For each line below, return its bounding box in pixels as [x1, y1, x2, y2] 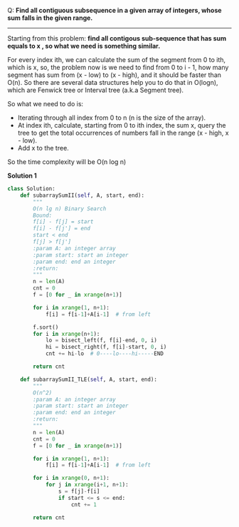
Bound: [33, 212, 53, 219]
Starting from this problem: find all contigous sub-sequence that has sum [7, 34, 227, 42]
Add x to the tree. [17, 144, 69, 152]
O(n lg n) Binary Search [33, 205, 107, 213]
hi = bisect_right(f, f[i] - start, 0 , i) [45, 344, 167, 351]
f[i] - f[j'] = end [33, 225, 91, 232]
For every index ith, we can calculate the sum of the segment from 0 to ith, [7, 56, 226, 63]
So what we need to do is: [7, 100, 84, 108]
